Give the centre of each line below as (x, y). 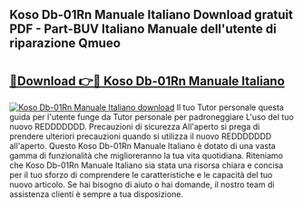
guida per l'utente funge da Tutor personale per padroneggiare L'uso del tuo (152, 117)
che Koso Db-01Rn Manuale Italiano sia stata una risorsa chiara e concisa (147, 165)
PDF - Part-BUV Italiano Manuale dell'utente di (143, 30)
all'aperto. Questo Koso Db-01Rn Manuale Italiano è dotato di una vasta (143, 146)
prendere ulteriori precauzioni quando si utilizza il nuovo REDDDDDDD (141, 136)
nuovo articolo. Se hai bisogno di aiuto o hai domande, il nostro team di (142, 184)
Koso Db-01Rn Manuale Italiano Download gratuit (151, 15)
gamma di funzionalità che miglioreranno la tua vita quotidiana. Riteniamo (147, 155)
